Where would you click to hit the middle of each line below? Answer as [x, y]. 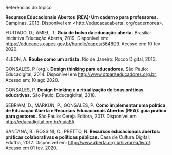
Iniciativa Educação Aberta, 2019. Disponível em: [57, 38]
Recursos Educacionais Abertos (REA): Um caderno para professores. [82, 17]
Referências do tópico [29, 7]
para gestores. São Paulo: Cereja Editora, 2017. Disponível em [71, 116]
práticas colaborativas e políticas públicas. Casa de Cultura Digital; [78, 137]
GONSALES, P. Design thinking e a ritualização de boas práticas [74, 90]
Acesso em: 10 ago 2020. [32, 80]
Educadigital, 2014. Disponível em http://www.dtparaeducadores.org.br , [81, 74]
